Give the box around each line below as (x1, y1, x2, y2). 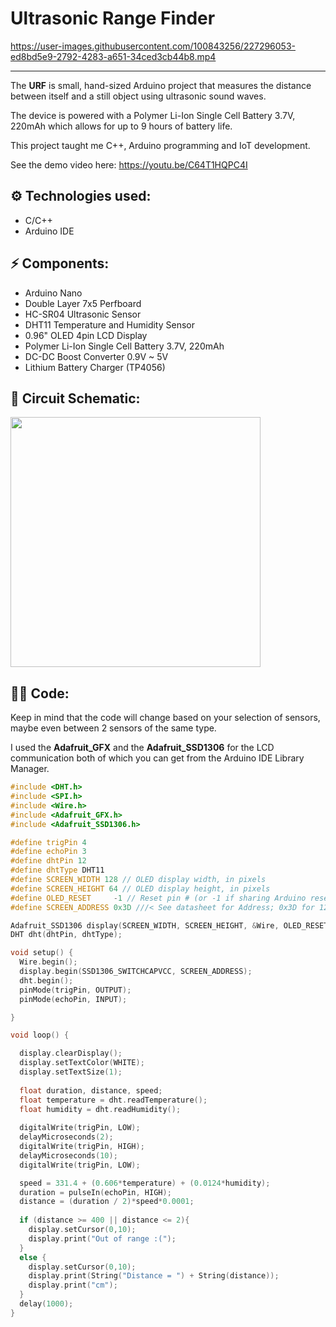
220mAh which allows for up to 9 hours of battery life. (10, 120, 233, 132)
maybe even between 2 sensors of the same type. (10, 722, 217, 734)
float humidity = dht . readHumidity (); (19, 1104, 182, 1114)
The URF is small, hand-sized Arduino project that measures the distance (10, 79, 312, 91)
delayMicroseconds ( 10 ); (19, 1150, 118, 1161)
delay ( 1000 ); (19, 1299, 74, 1309)
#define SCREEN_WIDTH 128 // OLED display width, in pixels (10, 875, 267, 885)
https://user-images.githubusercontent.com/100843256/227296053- (10, 40, 297, 52)
